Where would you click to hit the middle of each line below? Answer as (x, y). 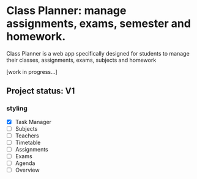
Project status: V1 (41, 91)
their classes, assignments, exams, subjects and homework (81, 60)
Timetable (28, 142)
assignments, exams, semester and (99, 24)
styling (17, 109)
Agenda (25, 163)
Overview (27, 170)
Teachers (27, 136)
